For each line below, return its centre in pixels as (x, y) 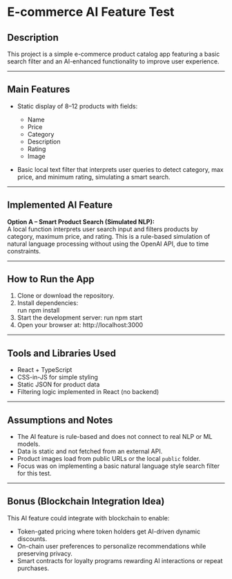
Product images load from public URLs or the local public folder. (109, 459)
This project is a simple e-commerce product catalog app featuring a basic (114, 54)
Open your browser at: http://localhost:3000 (80, 325)
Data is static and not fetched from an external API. (90, 451)
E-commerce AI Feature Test (91, 12)
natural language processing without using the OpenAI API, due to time (108, 244)
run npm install (38, 311)
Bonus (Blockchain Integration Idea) (86, 501)
